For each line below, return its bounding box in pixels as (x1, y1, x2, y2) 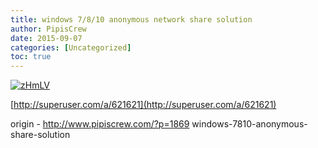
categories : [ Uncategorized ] (10, 42, 132, 53)
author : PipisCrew (10, 24, 87, 34)
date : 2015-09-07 (10, 33, 83, 43)
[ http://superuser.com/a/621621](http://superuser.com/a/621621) (10, 99, 277, 111)
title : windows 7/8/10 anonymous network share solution (10, 14, 253, 25)
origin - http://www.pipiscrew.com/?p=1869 (10, 118, 190, 130)
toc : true (10, 52, 52, 62)
